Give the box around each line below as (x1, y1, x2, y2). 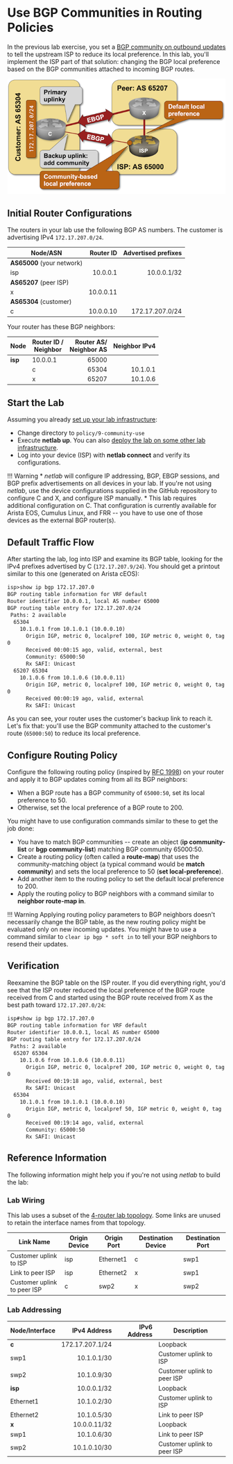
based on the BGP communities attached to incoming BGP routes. (7, 65, 196, 73)
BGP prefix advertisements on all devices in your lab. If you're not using (7, 479, 212, 488)
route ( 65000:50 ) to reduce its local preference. (7, 729, 141, 738)
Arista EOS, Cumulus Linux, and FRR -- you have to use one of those (7, 509, 203, 517)
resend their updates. (7, 940, 69, 949)
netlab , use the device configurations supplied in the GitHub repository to (7, 487, 217, 495)
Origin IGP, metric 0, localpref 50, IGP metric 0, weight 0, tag (25, 1105, 222, 1112)
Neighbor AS (69, 346, 107, 354)
